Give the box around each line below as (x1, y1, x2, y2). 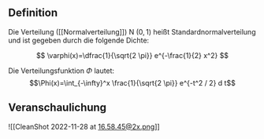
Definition (8, 6, 58, 20)
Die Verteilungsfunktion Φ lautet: (8, 66, 115, 75)
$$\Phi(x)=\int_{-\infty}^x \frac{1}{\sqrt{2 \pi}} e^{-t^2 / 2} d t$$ (28, 78, 236, 87)
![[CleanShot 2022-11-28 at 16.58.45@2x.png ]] (8, 122, 160, 131)
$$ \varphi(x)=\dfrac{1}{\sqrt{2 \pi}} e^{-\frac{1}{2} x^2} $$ (35, 50, 229, 60)
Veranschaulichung (8, 101, 107, 115)
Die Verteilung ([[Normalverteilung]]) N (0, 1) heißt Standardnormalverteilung (8, 27, 256, 36)
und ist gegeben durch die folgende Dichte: (8, 35, 150, 45)
